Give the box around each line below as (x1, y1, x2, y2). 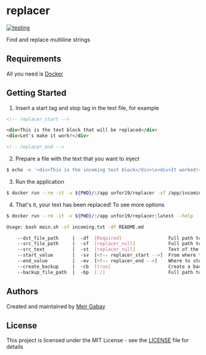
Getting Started (6, 88, 67, 98)
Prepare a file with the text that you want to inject (15, 155, 140, 163)
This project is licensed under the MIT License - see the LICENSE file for (6, 337, 189, 344)
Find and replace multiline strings (6, 36, 91, 43)
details (6, 343, 23, 351)
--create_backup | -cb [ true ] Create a (17, 263, 191, 270)
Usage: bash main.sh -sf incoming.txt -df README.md (6, 224, 144, 230)
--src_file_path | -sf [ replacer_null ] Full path (17, 241, 193, 247)
